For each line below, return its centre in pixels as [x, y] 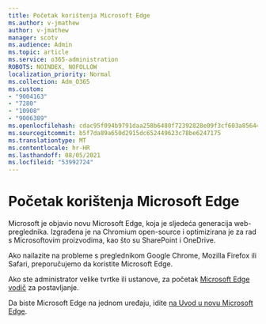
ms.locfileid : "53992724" [51, 163]
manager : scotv [33, 38]
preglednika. [28, 232]
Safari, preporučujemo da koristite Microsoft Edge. [91, 264]
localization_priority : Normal [60, 74]
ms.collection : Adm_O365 [49, 81]
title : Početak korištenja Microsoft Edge [79, 15]
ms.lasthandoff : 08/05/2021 [55, 155]
